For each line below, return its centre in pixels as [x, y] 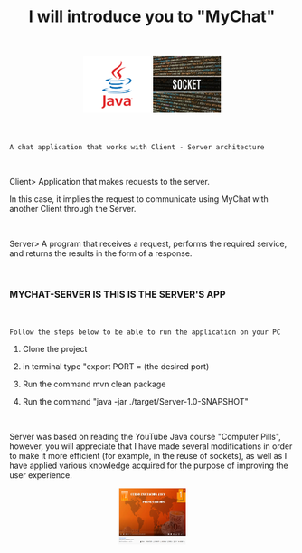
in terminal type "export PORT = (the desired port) [116, 367]
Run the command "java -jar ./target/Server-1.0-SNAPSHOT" [135, 402]
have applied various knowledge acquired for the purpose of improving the [149, 466]
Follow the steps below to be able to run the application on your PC [145, 332]
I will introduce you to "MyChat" [152, 17]
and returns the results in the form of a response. [101, 253]
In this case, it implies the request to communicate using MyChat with [139, 199]
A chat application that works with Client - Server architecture [137, 147]
